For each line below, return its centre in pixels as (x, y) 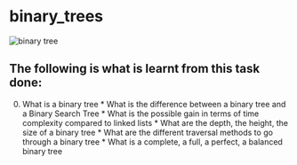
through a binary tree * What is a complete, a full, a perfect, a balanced (152, 141)
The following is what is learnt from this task (135, 69)
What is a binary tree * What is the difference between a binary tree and (154, 104)
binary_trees (56, 16)
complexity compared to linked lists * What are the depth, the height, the (155, 122)
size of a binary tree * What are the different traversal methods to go (148, 132)
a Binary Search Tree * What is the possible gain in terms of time (140, 114)
